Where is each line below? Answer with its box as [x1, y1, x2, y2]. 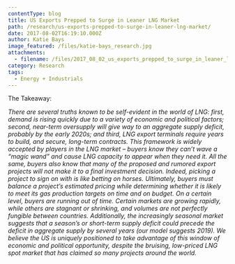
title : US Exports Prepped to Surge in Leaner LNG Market [8, 17, 180, 24]
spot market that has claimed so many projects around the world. [8, 249, 197, 257]
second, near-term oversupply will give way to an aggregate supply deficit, [8, 123, 225, 131]
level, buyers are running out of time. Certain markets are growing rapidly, [8, 197, 222, 205]
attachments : [8, 50, 46, 57]
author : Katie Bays [8, 36, 65, 43]
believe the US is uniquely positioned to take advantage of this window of [8, 234, 220, 242]
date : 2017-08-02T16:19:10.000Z [8, 29, 102, 37]
